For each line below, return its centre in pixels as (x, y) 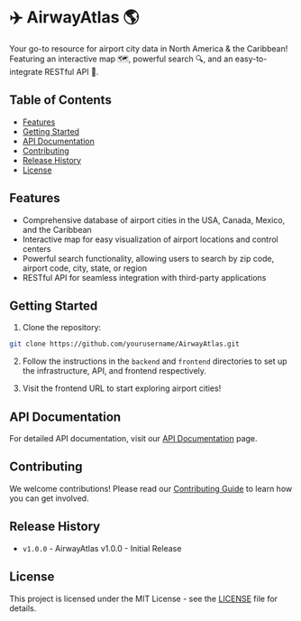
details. (23, 608)
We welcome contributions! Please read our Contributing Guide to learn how (151, 488)
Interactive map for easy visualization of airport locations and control (150, 239)
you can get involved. (49, 498)
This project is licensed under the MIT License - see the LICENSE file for (143, 598)
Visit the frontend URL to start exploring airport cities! (122, 388)
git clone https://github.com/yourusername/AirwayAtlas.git (125, 344)
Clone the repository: (62, 328)
